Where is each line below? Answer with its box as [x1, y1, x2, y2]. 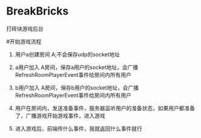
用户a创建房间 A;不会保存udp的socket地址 [14, 50, 120, 58]
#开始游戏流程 [6, 38, 42, 45]
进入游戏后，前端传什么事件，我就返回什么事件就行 [14, 125, 142, 132]
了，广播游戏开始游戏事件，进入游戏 [14, 112, 106, 119]
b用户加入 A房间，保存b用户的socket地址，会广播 [14, 84, 139, 91]
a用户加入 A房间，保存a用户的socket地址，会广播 [14, 64, 139, 71]
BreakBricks [6, 4, 69, 18]
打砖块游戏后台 [6, 25, 43, 32]
